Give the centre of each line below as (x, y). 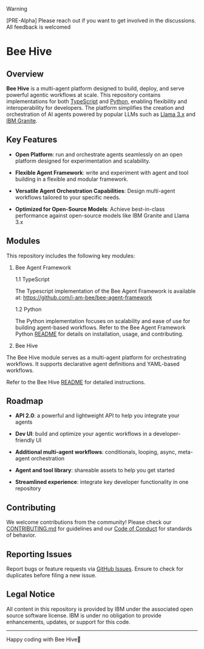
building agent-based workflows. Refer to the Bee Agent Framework (100, 327)
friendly (25, 440)
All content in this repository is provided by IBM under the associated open (100, 609)
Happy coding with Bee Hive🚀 (43, 639)
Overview (25, 74)
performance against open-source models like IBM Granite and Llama (102, 216)
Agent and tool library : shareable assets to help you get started (95, 471)
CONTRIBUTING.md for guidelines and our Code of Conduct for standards (99, 529)
